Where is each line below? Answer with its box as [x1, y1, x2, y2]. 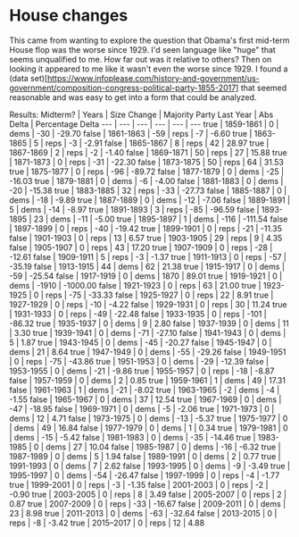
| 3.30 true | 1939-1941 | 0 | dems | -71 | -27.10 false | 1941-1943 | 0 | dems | [9, 327, 287, 338]
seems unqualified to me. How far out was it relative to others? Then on [9, 54, 272, 64]
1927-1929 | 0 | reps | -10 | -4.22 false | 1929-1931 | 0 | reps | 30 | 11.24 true [9, 298, 287, 309]
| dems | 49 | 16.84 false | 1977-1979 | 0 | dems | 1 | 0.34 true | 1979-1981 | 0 [9, 422, 288, 433]
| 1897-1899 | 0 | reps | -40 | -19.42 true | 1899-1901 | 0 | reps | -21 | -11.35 [9, 222, 283, 233]
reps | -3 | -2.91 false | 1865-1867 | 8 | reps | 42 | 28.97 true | [45, 138, 270, 148]
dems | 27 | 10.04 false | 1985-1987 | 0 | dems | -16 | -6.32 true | [46, 441, 281, 452]
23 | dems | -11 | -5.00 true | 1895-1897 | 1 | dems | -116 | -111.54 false [33, 214, 288, 224]
